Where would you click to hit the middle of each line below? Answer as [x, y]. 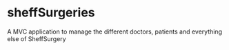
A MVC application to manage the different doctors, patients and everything [115, 32]
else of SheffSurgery [37, 38]
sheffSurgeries [51, 13]
